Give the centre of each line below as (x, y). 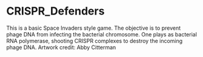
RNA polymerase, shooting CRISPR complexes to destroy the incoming (95, 41)
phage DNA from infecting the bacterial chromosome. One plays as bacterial (101, 34)
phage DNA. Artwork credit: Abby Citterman (61, 47)
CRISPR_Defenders (55, 11)
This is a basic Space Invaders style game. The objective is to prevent (94, 28)
